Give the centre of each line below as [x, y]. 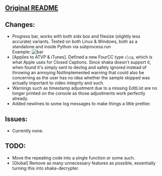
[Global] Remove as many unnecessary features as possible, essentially [84, 163]
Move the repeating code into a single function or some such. [73, 157]
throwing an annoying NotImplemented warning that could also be [78, 73]
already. [20, 98]
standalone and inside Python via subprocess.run [61, 47]
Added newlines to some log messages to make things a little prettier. [81, 104]
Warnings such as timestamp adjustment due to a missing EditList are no [85, 88]
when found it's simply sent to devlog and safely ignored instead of [79, 67]
